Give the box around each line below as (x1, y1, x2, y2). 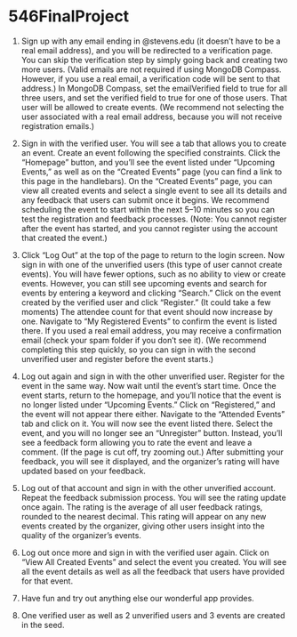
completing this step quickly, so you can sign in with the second (20, 344, 256, 355)
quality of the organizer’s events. (20, 529, 141, 540)
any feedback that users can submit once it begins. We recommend (20, 194, 269, 206)
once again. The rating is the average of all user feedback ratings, (20, 501, 263, 512)
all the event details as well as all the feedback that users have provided (20, 566, 285, 577)
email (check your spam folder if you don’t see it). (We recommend (20, 335, 268, 345)
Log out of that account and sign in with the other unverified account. (20, 482, 277, 493)
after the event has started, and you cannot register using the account (20, 222, 278, 233)
